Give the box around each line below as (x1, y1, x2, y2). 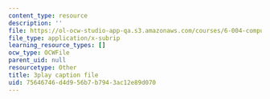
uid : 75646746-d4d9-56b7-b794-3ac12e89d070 (8, 78, 157, 86)
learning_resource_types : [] (8, 42, 106, 49)
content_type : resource (8, 11, 88, 20)
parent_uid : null (8, 57, 67, 65)
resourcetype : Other (8, 64, 78, 72)
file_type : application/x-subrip (8, 34, 121, 42)
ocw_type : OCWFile (8, 49, 70, 57)
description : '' (8, 19, 63, 27)
